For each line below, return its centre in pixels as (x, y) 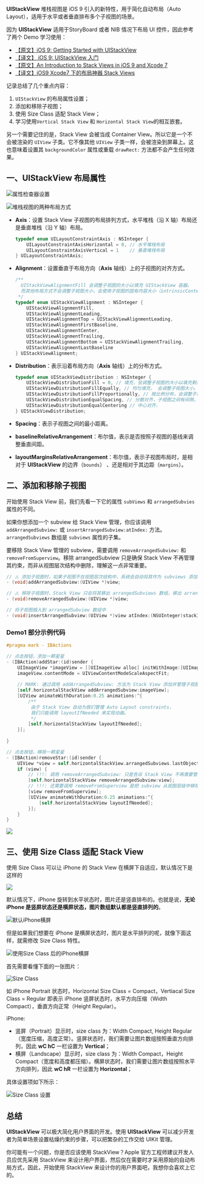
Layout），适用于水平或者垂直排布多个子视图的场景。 (72, 16)
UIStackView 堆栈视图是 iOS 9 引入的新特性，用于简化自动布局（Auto (93, 9)
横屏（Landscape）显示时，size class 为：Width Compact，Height (99, 1054)
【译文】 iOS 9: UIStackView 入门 (57, 57)
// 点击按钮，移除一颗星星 (36, 752)
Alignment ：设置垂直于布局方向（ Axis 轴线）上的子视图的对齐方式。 (101, 268)
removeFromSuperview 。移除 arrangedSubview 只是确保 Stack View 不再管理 (100, 558)
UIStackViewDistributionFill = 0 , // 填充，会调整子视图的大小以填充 (109, 383)
